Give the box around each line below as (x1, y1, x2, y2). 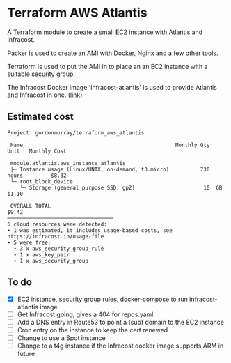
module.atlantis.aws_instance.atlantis (10, 160, 127, 167)
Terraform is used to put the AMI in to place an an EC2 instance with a (7, 62, 208, 70)
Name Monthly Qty (10, 141, 210, 148)
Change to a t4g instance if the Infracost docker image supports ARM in (17, 341, 224, 350)
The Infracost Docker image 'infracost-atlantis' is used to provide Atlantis (7, 83, 218, 91)
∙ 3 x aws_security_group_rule (13, 245, 104, 252)
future (17, 349, 35, 357)
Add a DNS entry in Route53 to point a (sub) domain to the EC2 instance (17, 318, 225, 326)
